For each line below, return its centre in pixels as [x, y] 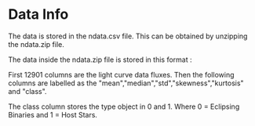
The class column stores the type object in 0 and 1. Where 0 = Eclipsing [124, 106]
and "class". [27, 91]
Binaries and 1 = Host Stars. [53, 114]
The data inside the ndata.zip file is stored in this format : [100, 59]
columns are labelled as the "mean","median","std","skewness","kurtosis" [126, 83]
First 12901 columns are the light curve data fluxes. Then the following [121, 74]
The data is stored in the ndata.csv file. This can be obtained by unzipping [128, 36]
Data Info [38, 14]
